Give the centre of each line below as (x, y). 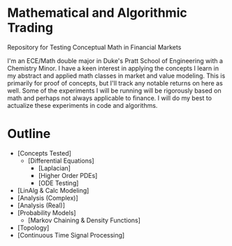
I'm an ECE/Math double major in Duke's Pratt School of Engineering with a (115, 60)
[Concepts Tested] (44, 153)
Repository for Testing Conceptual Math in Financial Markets (94, 47)
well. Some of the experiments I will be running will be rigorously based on (114, 90)
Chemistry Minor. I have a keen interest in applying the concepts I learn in (113, 68)
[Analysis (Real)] (41, 205)
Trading (30, 28)
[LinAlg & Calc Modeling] (53, 190)
